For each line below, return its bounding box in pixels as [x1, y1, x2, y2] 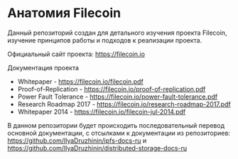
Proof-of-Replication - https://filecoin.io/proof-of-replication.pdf [17, 84, 206, 93]
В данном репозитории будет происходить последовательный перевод [7, 121, 225, 129]
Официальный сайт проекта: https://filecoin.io [7, 50, 146, 58]
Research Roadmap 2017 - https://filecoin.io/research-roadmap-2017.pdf [17, 99, 231, 108]
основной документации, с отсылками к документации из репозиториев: [7, 128, 231, 137]
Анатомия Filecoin [7, 5, 121, 21]
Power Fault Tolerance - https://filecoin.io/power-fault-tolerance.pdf [17, 92, 218, 101]
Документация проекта [7, 63, 80, 72]
